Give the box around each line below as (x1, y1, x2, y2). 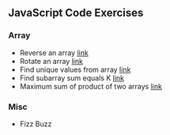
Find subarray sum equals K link (19, 73, 125, 82)
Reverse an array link (19, 47, 89, 58)
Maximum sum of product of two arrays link (19, 81, 162, 91)
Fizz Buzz (19, 118, 52, 129)
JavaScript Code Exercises (8, 6, 144, 20)
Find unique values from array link (19, 65, 131, 74)
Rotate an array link (19, 56, 83, 66)
